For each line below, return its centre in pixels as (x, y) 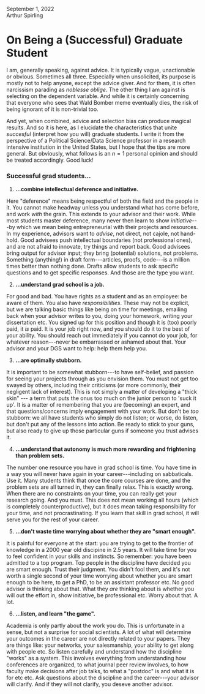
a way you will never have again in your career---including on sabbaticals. (100, 474)
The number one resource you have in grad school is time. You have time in (102, 467)
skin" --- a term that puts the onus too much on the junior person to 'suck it (102, 398)
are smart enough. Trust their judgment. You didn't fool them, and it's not (98, 570)
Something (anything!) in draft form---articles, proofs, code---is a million (98, 260)
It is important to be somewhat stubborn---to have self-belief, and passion (100, 372)
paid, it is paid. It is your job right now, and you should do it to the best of (98, 329)
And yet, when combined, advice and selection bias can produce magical (99, 121)
